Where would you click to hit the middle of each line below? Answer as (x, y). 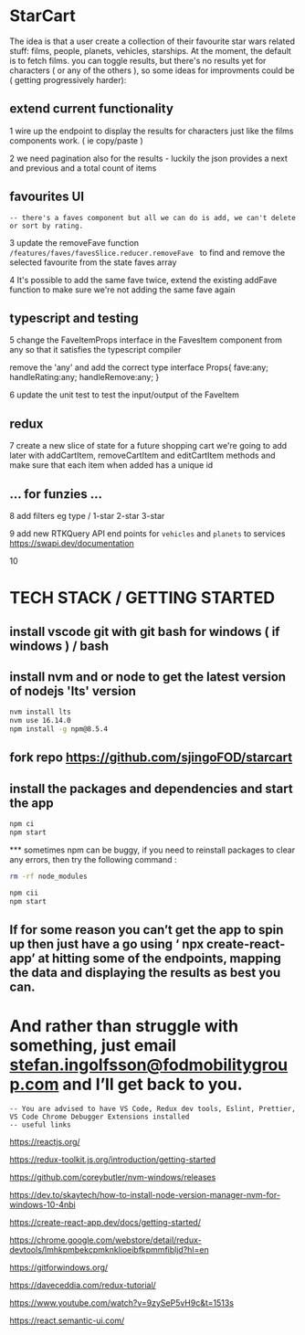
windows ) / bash (59, 646)
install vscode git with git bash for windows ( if (145, 631)
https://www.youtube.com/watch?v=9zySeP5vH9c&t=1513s (122, 1302)
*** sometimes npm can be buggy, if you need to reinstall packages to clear (152, 850)
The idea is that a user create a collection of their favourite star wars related (152, 41)
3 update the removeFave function (74, 242)
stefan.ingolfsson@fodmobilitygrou (149, 1065)
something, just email (93, 1046)
